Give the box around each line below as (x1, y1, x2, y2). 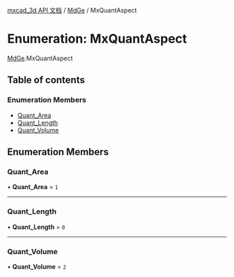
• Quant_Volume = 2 (7, 262, 67, 271)
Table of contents (7, 74, 85, 86)
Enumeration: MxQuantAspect (7, 31, 187, 47)
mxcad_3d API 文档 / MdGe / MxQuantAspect (7, 6, 137, 14)
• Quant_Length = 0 (7, 223, 65, 231)
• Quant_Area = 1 (7, 183, 58, 191)
